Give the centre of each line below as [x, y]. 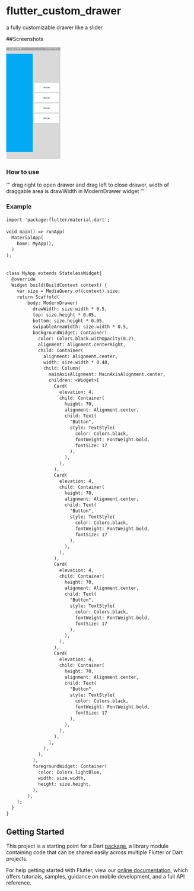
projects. [17, 859]
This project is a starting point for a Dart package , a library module [88, 846]
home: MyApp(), [36, 244]
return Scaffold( [38, 297]
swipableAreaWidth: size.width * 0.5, [80, 327]
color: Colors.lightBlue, [70, 772]
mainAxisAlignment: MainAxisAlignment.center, [107, 374]
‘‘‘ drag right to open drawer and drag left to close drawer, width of [88, 185]
